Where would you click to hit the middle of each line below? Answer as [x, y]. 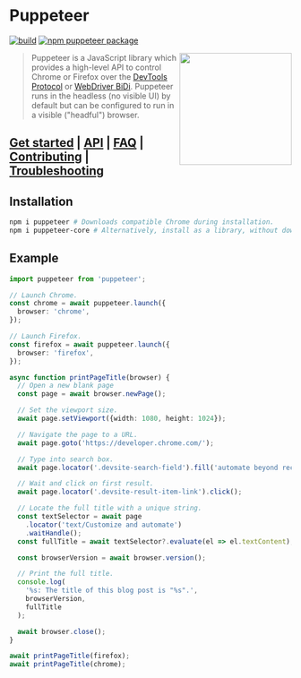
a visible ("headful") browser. [85, 115]
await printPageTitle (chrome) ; [68, 665]
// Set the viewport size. [68, 410]
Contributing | [49, 157]
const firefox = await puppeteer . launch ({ [90, 344]
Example [34, 258]
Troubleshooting [57, 171]
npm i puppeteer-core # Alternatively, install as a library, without [144, 231]
